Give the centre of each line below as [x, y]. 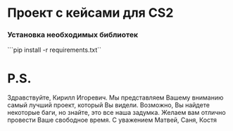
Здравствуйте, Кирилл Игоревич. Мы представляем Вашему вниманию [115, 98]
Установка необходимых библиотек [73, 35]
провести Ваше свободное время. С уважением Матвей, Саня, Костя [112, 120]
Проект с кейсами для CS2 [90, 13]
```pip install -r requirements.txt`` [55, 50]
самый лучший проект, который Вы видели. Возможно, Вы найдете [108, 105]
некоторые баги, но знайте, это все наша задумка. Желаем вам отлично [117, 113]
